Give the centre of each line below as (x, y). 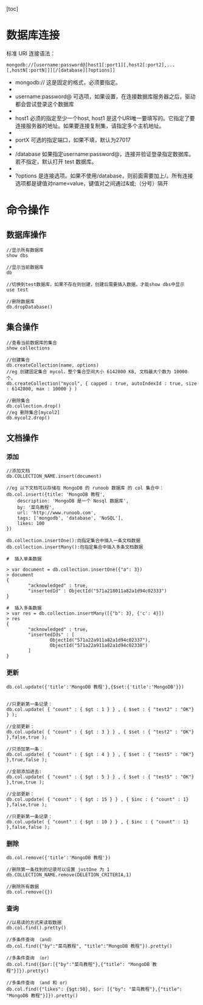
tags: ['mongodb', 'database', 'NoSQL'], (70, 518)
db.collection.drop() (34, 406)
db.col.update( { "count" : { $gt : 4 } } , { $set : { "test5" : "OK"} (100, 754)
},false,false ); (28, 827)
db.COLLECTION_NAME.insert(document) (54, 476)
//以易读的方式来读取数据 (34, 923)
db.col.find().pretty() (36, 928)
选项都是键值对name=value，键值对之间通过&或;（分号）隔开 (91, 183)
